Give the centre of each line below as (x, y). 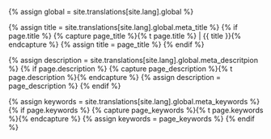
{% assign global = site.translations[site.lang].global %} (101, 12)
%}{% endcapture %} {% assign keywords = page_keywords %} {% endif (131, 119)
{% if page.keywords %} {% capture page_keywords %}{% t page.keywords (136, 110)
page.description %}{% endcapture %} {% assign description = (114, 77)
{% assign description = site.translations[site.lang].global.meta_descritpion (133, 60)
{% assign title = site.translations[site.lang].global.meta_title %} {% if (123, 27)
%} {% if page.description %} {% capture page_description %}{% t (121, 69)
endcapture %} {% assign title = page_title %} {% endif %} (106, 44)
